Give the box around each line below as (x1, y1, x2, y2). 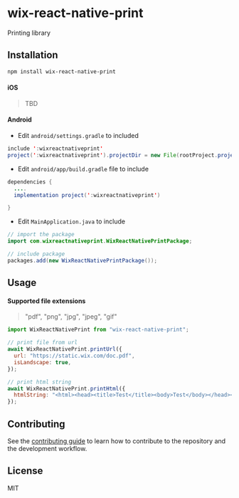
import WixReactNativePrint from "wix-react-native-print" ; (7, 326, 190, 334)
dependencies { (7, 178, 53, 186)
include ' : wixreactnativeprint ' (7, 145, 103, 152)
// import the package (7, 231, 75, 238)
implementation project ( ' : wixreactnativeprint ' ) (14, 191, 161, 198)
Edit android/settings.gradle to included (17, 132, 139, 140)
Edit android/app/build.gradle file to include (17, 164, 149, 173)
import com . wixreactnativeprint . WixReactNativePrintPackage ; (7, 238, 193, 245)
